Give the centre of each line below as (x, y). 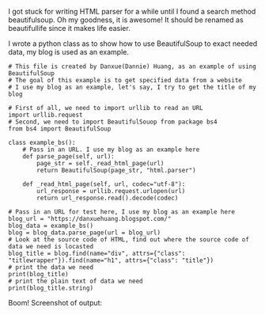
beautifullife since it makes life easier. (69, 28)
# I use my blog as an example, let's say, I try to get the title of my (132, 87)
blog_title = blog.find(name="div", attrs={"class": (97, 253)
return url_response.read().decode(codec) (108, 198)
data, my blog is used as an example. (68, 52)
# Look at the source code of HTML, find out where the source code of (129, 240)
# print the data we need (51, 268)
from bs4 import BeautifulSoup (60, 129)
